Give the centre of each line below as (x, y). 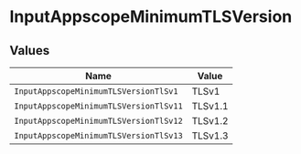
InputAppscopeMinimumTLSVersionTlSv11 (98, 106)
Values (30, 51)
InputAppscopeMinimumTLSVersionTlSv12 (98, 121)
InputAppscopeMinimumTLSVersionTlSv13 (98, 135)
